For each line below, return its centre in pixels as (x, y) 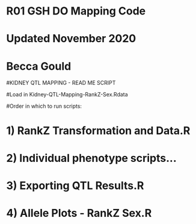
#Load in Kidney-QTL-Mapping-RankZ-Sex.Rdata (67, 95)
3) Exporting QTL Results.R (75, 185)
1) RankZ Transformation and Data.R (98, 130)
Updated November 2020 (71, 39)
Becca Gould (39, 66)
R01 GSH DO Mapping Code (76, 11)
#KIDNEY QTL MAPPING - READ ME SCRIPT (61, 83)
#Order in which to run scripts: (44, 106)
